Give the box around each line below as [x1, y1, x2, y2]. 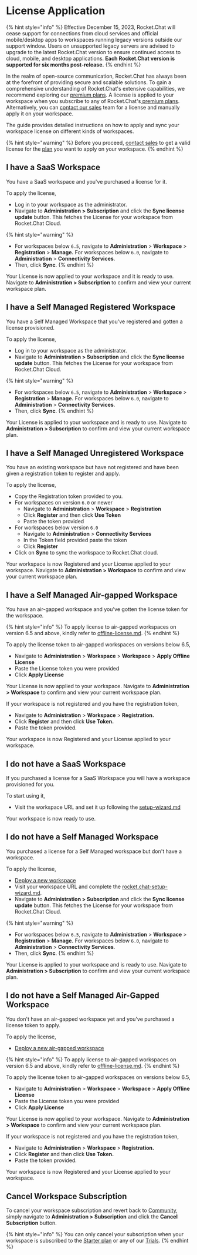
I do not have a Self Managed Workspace [6, 832, 159, 842]
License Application [6, 4, 106, 18]
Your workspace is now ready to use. [6, 815, 96, 822]
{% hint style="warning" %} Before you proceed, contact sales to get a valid [6, 139, 191, 146]
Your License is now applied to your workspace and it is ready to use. [6, 273, 174, 280]
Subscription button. [6, 1220, 57, 1227]
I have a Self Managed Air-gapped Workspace [6, 590, 178, 600]
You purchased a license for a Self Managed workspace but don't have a [6, 848, 182, 855]
